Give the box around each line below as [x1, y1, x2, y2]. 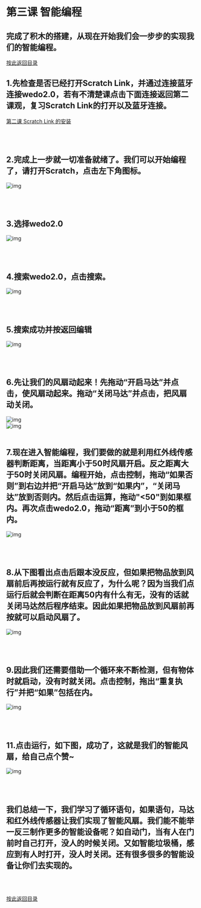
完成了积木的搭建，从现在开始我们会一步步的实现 [6, 31, 187, 41]
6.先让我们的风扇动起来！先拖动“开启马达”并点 [6, 377, 179, 388]
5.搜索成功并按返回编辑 [6, 325, 92, 335]
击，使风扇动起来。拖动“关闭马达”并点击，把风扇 [6, 388, 187, 399]
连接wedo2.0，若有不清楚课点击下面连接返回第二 [6, 89, 189, 100]
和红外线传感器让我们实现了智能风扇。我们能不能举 [6, 816, 194, 826]
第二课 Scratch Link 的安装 [6, 118, 72, 125]
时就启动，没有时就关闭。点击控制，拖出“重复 [6, 676, 175, 686]
